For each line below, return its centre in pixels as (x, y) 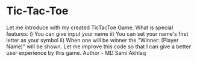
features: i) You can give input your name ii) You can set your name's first (97, 33)
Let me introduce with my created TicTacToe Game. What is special (90, 27)
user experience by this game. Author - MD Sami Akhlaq (76, 52)
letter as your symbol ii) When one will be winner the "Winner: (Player (92, 40)
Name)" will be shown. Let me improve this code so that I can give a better (99, 46)
